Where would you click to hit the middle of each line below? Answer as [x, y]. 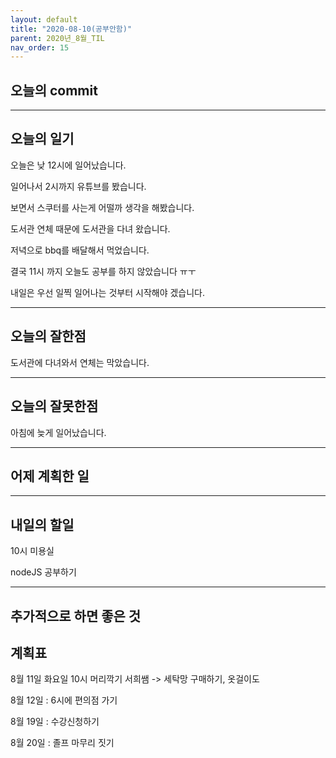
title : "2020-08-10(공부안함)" [71, 29]
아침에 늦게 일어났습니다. [58, 432]
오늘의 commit [54, 90]
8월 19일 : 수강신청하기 [55, 722]
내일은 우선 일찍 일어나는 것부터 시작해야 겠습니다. [108, 292]
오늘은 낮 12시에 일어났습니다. [68, 165]
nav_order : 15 [40, 47]
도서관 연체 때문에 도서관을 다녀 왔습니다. [90, 228]
